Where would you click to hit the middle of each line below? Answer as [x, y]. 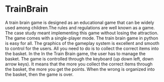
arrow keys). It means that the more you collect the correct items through [79, 64]
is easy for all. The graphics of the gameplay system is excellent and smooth [82, 43]
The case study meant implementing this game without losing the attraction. [82, 33]
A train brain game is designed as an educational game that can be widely [80, 22]
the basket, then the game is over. [39, 74]
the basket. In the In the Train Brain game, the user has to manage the [75, 53]
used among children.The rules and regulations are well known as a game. [80, 27]
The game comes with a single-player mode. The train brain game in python [82, 38]
